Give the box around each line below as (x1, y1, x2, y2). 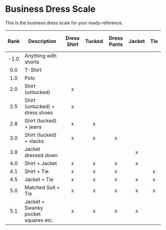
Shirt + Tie (24, 168, 49, 175)
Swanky (24, 204, 43, 211)
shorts (24, 58, 40, 65)
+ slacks (24, 138, 44, 144)
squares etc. (24, 217, 53, 224)
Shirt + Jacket (24, 160, 57, 167)
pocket (24, 210, 41, 217)
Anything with (24, 52, 57, 59)
